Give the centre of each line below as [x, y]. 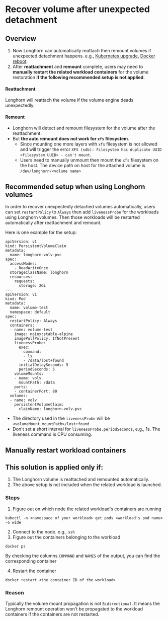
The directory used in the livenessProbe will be [61, 418]
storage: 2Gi [32, 286]
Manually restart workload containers [66, 450]
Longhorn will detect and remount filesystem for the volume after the [84, 128]
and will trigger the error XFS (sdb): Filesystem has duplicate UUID [91, 149]
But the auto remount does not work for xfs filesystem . [71, 139]
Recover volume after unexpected [77, 9]
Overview [21, 38]
